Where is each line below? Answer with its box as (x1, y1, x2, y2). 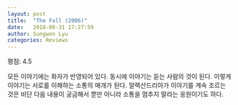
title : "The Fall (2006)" (7, 17, 88, 24)
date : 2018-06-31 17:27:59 (7, 23, 94, 31)
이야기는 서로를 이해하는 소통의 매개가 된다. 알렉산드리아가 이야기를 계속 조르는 (7, 81, 227, 89)
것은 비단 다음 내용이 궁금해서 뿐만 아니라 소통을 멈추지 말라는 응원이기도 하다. (7, 90, 224, 99)
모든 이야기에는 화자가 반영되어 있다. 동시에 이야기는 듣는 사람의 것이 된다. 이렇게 (7, 72, 232, 81)
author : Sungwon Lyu (7, 30, 69, 38)
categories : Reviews (7, 37, 69, 44)
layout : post (7, 10, 46, 18)
